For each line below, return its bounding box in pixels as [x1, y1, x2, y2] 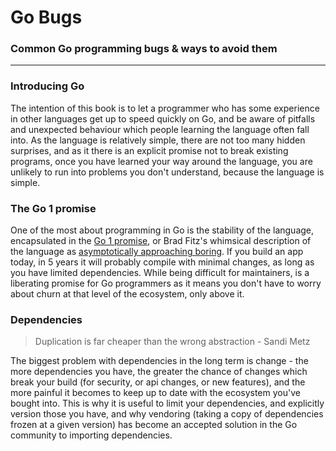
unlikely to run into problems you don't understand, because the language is [10, 166, 325, 178]
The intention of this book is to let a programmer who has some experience [10, 102, 320, 114]
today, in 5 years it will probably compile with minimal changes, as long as [10, 256, 315, 268]
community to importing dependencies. [10, 429, 173, 441]
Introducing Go [10, 79, 85, 93]
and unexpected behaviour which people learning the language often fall [10, 123, 310, 135]
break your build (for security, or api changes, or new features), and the [10, 376, 306, 388]
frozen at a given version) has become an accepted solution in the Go [10, 419, 298, 431]
